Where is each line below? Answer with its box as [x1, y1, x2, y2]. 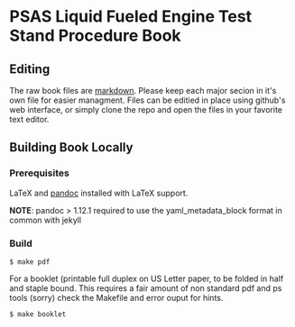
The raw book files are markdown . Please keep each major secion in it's [9, 86, 277, 95]
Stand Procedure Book [9, 25, 182, 46]
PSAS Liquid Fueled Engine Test [9, 6, 253, 27]
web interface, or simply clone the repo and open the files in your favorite [9, 104, 282, 114]
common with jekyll [9, 214, 82, 225]
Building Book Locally [9, 140, 134, 155]
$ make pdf [9, 257, 51, 267]
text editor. [9, 114, 50, 124]
